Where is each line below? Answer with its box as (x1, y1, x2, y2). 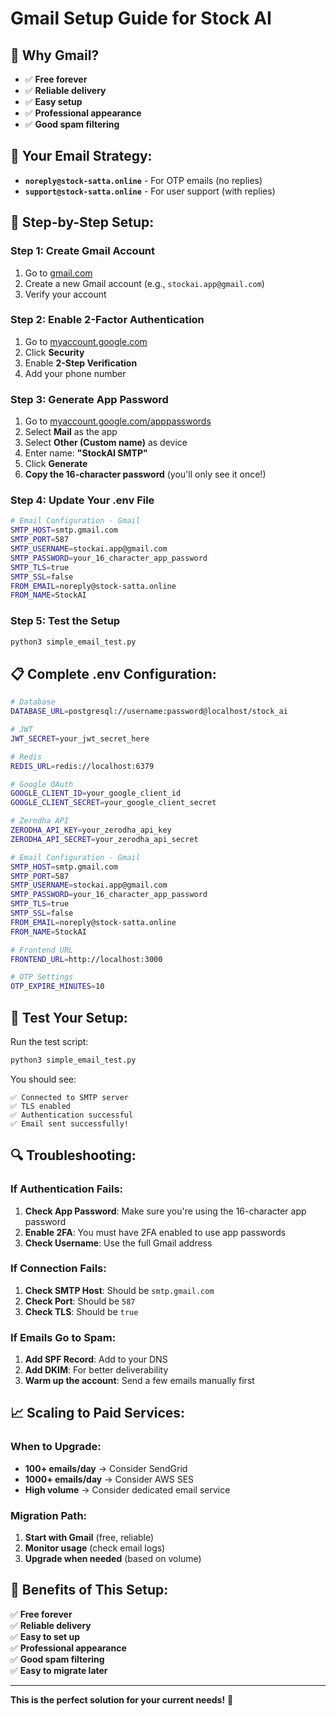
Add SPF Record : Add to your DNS (24, 1353, 168, 1366)
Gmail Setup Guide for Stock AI (10, 7, 272, 30)
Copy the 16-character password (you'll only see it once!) (24, 468, 267, 481)
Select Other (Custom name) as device (24, 437, 188, 449)
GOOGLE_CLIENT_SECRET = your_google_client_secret (10, 798, 217, 808)
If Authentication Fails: (10, 1182, 124, 1196)
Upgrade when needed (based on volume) (24, 1553, 202, 1565)
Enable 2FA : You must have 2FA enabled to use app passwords (24, 1226, 287, 1238)
